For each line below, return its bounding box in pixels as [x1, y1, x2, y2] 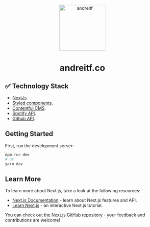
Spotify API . [12, 111, 37, 116]
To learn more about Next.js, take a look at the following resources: [5, 188, 141, 194]
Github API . [12, 115, 35, 121]
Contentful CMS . [12, 105, 46, 111]
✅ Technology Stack [5, 82, 69, 90]
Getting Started [5, 130, 53, 138]
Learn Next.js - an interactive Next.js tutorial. [12, 203, 103, 208]
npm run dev [5, 152, 29, 157]
